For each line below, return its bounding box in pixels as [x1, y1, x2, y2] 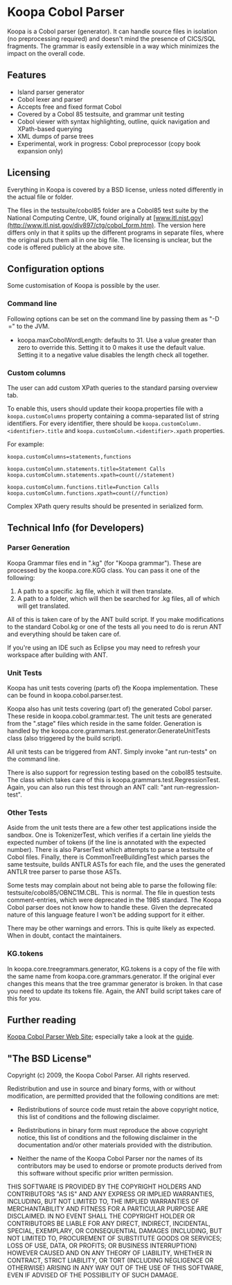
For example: [7, 440, 45, 448]
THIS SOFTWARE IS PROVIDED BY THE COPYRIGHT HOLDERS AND [7, 1182, 202, 1191]
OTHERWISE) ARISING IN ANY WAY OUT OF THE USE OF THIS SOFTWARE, [7, 1263, 224, 1272]
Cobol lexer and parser [17, 95, 83, 103]
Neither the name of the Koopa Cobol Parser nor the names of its [17, 1155, 203, 1163]
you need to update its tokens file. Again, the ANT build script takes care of [7, 987, 222, 995]
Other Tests [7, 808, 48, 817]
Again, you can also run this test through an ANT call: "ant [7, 783, 173, 791]
